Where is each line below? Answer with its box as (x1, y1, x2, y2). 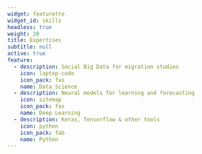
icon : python (20, 122, 59, 130)
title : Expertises (7, 37, 62, 44)
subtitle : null (7, 43, 52, 50)
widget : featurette (7, 10, 65, 18)
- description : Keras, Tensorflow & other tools (13, 116, 160, 123)
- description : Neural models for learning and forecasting (13, 89, 195, 97)
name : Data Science (20, 83, 78, 90)
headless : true (7, 23, 52, 31)
